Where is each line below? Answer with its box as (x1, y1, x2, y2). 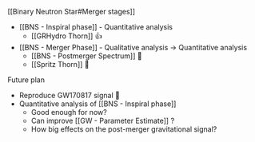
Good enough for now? (30, 108, 107, 116)
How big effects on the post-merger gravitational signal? (30, 124, 217, 134)
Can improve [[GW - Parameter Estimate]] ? (30, 116, 175, 125)
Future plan (7, 75, 46, 85)
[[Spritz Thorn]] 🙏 (30, 60, 90, 69)
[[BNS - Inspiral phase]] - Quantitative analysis (18, 22, 173, 31)
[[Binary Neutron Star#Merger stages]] (7, 7, 136, 16)
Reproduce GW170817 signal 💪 (18, 91, 121, 100)
